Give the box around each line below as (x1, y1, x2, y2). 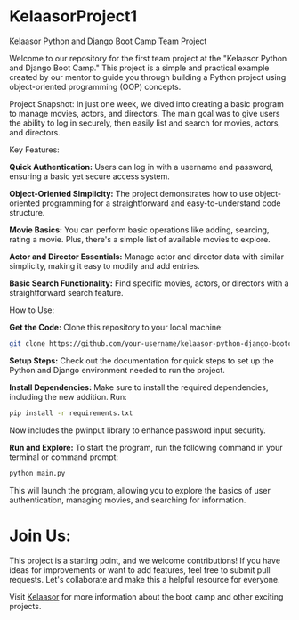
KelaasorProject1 (9, 6, 138, 27)
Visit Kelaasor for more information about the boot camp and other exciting (9, 591, 284, 602)
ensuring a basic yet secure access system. (9, 171, 171, 182)
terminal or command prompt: (9, 452, 118, 462)
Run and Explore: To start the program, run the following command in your (9, 442, 283, 453)
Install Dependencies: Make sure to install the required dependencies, (9, 381, 269, 393)
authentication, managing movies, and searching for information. (9, 494, 246, 505)
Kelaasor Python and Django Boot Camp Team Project (9, 36, 207, 46)
